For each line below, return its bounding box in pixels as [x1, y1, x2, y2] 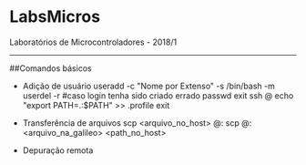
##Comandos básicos [9, 62, 93, 74]
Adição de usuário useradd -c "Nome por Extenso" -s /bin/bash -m [22, 80, 275, 91]
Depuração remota [22, 144, 94, 156]
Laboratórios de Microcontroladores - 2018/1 [9, 36, 178, 47]
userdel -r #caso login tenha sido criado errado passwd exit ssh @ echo [22, 89, 294, 101]
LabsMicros [9, 6, 101, 27]
